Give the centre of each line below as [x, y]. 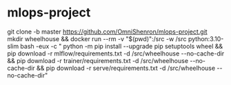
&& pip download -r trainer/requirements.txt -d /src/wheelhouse [98, 60]
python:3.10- [206, 38]
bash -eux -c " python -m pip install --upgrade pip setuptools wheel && [122, 46]
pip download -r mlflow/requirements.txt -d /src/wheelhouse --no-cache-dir [116, 53]
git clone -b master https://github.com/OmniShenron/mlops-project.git [108, 32]
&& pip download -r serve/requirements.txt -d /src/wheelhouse [126, 68]
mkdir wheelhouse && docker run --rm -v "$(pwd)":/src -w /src [97, 38]
